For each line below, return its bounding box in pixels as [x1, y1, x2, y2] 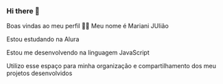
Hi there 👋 [6, 6, 40, 16]
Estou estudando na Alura [6, 35, 80, 43]
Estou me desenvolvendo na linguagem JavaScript [6, 48, 150, 57]
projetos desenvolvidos [6, 69, 73, 78]
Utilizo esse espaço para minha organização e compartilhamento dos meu [6, 62, 217, 70]
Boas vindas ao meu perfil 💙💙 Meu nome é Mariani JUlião [6, 22, 169, 30]
